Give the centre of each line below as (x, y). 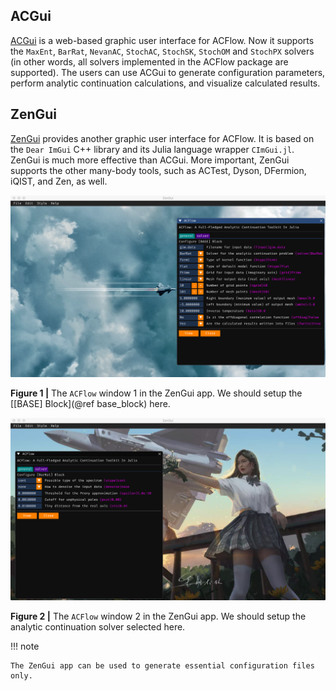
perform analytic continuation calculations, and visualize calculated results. (165, 83)
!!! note (25, 646)
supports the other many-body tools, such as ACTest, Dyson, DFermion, (158, 170)
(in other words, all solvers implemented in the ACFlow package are (149, 61)
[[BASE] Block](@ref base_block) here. (90, 404)
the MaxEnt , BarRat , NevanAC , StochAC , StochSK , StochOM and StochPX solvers (162, 51)
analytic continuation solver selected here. (98, 627)
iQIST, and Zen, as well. (59, 181)
